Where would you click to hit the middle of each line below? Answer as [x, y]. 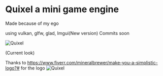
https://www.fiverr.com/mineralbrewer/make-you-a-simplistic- [93, 62]
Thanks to [16, 62]
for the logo [33, 68]
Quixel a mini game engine [62, 9]
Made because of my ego [32, 23]
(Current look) [20, 53]
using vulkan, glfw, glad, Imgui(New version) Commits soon [67, 33]
